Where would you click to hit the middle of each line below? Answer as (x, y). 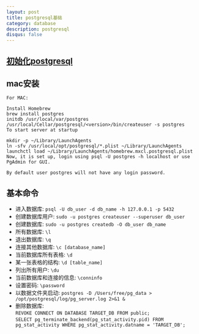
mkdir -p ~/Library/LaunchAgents (49, 141)
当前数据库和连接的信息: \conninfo (59, 278)
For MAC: (17, 98)
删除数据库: (29, 306)
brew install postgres (35, 114)
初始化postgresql (39, 61)
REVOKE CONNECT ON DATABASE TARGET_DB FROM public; (82, 313)
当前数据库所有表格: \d (44, 255)
